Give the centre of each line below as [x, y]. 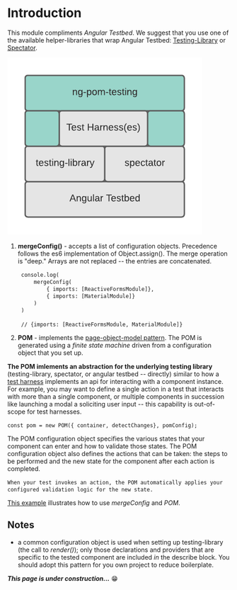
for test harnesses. [54, 412]
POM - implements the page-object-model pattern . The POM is [110, 337]
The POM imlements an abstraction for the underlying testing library [110, 366]
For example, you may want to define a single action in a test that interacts [116, 389]
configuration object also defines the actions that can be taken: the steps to [117, 453]
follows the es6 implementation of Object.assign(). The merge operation [122, 254]
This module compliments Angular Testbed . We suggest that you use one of [118, 33]
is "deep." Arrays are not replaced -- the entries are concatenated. [115, 261]
